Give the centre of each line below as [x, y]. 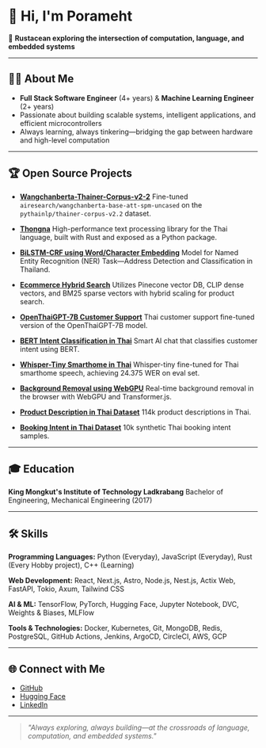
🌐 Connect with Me [57, 669]
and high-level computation [65, 140]
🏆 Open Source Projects [70, 174]
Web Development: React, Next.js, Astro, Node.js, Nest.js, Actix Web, [122, 581]
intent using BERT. [49, 349]
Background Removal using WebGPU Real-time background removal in [137, 388]
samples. [34, 436]
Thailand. [35, 269]
